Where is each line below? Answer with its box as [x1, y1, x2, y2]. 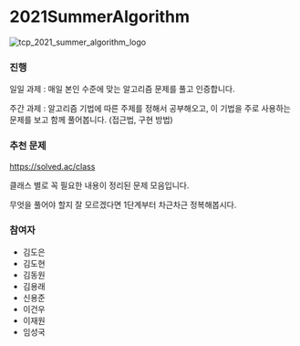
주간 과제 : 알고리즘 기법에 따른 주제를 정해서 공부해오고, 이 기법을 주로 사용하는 [9, 103, 292, 114]
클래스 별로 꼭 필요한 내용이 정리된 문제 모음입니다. [9, 180, 190, 191]
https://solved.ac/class [9, 161, 96, 172]
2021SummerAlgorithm [9, 6, 190, 27]
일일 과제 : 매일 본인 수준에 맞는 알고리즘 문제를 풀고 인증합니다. [9, 84, 235, 95]
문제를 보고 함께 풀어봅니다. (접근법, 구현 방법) [9, 114, 173, 125]
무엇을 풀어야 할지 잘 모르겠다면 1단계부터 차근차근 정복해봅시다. [9, 199, 237, 210]
